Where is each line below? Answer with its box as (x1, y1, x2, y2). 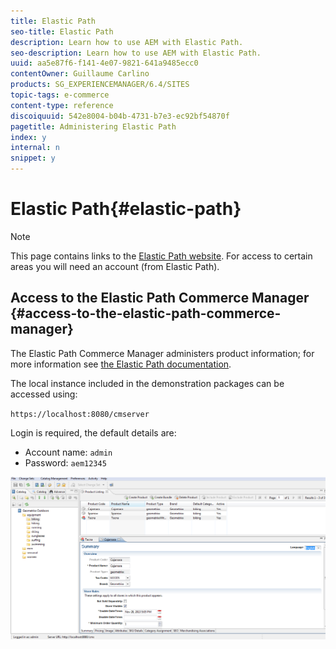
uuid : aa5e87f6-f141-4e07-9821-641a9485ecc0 (10, 58, 199, 69)
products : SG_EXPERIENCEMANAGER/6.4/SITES (10, 80, 190, 90)
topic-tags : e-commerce (10, 90, 110, 100)
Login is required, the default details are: (10, 426, 177, 439)
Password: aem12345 (24, 456, 107, 469)
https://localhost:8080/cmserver (10, 409, 150, 419)
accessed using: (10, 388, 78, 400)
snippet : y (10, 153, 56, 164)
